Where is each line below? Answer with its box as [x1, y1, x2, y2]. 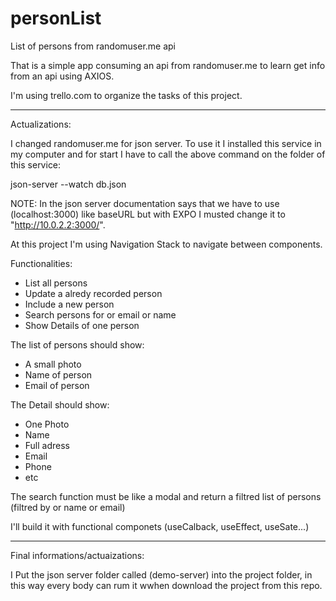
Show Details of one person [24, 319, 140, 331]
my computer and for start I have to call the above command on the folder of [10, 148, 326, 160]
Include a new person [24, 298, 115, 310]
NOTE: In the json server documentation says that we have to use [10, 197, 280, 209]
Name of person [24, 368, 93, 381]
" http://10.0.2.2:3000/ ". [10, 218, 106, 231]
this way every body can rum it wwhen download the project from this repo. [10, 579, 323, 591]
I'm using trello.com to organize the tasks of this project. [10, 89, 243, 101]
